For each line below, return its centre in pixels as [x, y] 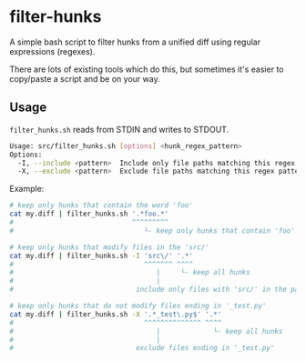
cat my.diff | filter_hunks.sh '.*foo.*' [89, 214]
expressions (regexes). [52, 51]
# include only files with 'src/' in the [148, 290]
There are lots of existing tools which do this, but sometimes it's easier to [147, 69]
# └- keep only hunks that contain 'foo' [153, 231]
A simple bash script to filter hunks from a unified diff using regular [135, 42]
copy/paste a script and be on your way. [85, 78]
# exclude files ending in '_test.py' [142, 348]
